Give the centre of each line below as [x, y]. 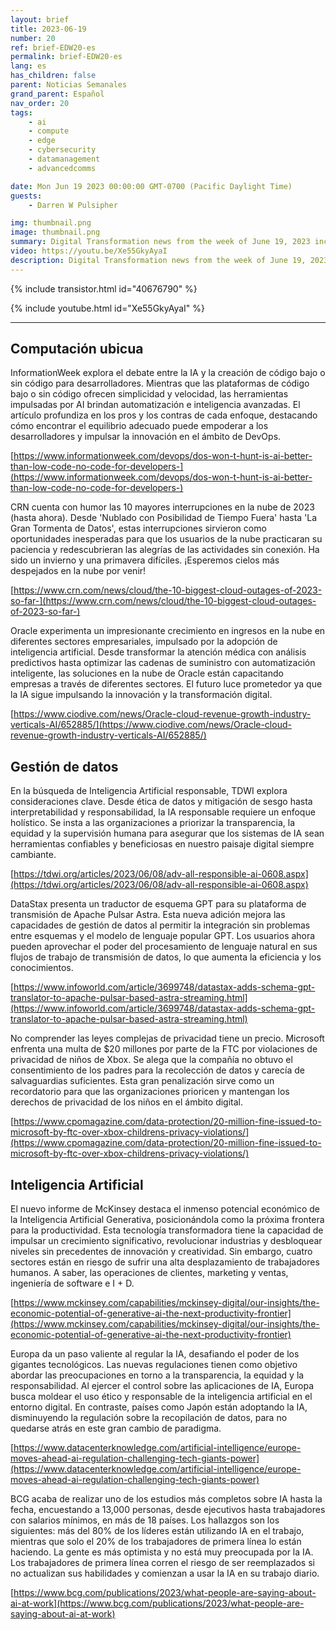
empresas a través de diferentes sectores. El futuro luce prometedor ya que [166, 684]
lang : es [28, 66]
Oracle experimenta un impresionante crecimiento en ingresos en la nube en [168, 631]
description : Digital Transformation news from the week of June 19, [158, 260]
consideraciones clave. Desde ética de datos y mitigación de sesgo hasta [161, 802]
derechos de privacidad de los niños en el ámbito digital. [127, 1102]
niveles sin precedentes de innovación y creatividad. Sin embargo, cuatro [161, 1252]
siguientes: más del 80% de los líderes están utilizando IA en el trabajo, [157, 1531]
